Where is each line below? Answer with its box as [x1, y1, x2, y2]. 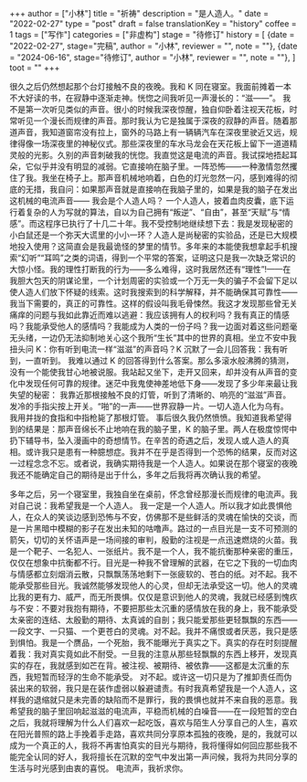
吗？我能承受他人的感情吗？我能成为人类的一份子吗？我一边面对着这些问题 [9, 321, 290, 332]
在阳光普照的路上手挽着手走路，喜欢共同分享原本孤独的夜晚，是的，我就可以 [9, 729, 298, 739]
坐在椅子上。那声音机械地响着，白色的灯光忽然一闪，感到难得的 [48, 173, 290, 183]
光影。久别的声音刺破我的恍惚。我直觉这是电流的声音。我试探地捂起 [33, 150, 290, 160]
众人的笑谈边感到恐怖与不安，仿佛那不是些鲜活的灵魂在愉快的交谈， [33, 512, 290, 523]
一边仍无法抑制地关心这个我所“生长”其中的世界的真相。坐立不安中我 [40, 333, 297, 343]
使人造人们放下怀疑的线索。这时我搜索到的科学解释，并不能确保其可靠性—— [9, 287, 298, 297]
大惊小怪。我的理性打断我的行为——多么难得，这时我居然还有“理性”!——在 [9, 264, 291, 274]
